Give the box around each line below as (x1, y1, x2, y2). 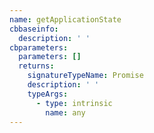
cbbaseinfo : (9, 24, 59, 34)
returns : (18, 61, 55, 71)
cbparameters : (9, 42, 69, 53)
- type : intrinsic (35, 98, 113, 108)
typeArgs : (27, 89, 69, 99)
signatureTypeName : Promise (27, 71, 144, 81)
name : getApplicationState (9, 14, 122, 25)
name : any (45, 107, 86, 118)
